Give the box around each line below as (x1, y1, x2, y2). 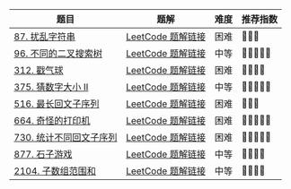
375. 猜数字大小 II (13, 81, 89, 93)
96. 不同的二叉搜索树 (13, 47, 103, 59)
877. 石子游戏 (13, 148, 73, 160)
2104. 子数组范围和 (13, 165, 97, 177)
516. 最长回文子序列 (13, 98, 100, 110)
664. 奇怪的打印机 (13, 115, 91, 126)
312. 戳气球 (13, 64, 64, 76)
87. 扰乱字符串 (13, 30, 76, 43)
